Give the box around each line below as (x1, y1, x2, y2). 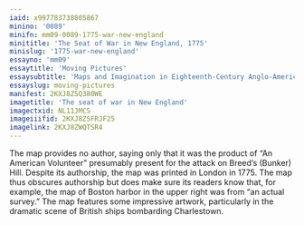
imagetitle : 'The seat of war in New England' (9, 97, 188, 107)
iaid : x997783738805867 (9, 13, 100, 23)
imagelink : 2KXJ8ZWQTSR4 (9, 123, 103, 132)
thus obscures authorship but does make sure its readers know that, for (9, 177, 276, 187)
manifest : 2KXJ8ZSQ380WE (9, 89, 103, 98)
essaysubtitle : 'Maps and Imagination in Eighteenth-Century (9, 73, 245, 82)
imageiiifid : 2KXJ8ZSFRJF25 (9, 114, 116, 123)
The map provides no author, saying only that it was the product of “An (9, 148, 273, 159)
